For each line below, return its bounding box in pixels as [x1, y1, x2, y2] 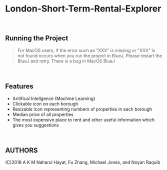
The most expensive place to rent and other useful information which [12, 116, 155, 122]
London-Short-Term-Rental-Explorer [5, 3, 161, 14]
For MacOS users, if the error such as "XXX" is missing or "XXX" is [17, 47, 155, 53]
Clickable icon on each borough [12, 100, 78, 106]
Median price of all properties [12, 111, 73, 117]
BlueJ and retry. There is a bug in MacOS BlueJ [17, 58, 115, 64]
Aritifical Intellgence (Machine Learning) [12, 95, 95, 101]
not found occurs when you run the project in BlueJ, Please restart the [17, 52, 162, 58]
